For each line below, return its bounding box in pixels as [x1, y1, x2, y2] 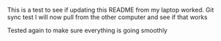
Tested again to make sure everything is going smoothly [7, 27, 168, 34]
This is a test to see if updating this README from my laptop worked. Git [7, 6, 214, 14]
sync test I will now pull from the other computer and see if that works [7, 13, 208, 21]
